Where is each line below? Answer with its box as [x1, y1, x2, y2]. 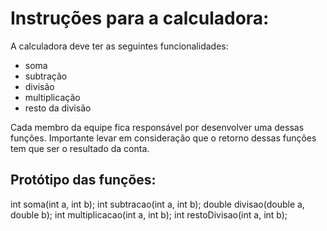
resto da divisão [24, 102, 92, 114]
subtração [24, 70, 68, 82]
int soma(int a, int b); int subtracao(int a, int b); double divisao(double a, [10, 198, 305, 210]
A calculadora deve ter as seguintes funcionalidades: [10, 40, 229, 52]
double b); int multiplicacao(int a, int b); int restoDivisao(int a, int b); [10, 208, 288, 221]
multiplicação [24, 91, 81, 103]
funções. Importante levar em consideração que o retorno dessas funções [10, 132, 317, 144]
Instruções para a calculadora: [10, 7, 270, 30]
